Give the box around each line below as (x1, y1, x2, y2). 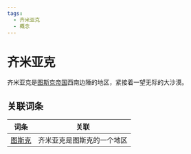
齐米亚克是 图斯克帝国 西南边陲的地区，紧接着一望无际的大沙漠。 (7, 78, 188, 86)
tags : (7, 10, 23, 17)
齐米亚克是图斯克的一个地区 (38, 136, 128, 145)
